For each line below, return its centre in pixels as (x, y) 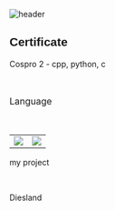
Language (31, 101)
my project (29, 162)
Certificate (38, 42)
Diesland (26, 197)
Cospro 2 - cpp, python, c (57, 64)
